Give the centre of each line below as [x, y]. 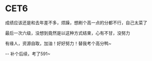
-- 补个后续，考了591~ [28, 54]
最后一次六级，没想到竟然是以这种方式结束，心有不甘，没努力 [68, 33]
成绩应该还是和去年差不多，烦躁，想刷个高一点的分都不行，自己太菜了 [76, 22]
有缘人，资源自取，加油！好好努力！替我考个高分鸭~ [58, 43]
